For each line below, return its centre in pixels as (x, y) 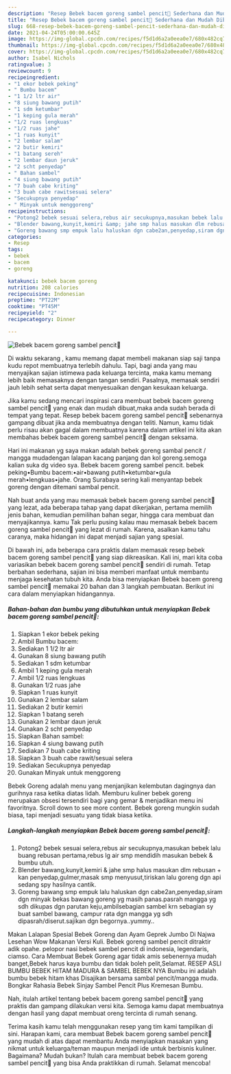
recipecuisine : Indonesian (46, 294)
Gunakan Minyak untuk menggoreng (69, 772)
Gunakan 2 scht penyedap (55, 729)
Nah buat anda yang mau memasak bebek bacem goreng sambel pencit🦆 (111, 500)
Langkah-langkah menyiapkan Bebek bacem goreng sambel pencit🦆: (109, 830)
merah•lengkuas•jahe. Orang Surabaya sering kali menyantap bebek (105, 479)
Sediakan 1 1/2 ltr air (46, 649)
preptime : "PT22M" (34, 300)
